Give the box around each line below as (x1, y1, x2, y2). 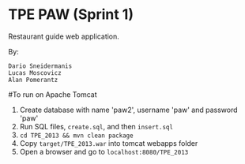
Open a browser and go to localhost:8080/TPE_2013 (19, 147, 189, 156)
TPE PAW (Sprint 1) (8, 6, 134, 24)
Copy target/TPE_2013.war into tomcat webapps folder (19, 138, 198, 147)
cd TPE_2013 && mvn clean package (19, 132, 134, 140)
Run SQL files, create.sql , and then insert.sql (19, 121, 174, 131)
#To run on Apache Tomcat (8, 89, 97, 99)
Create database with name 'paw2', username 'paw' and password (19, 105, 239, 114)
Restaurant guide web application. (8, 32, 120, 41)
